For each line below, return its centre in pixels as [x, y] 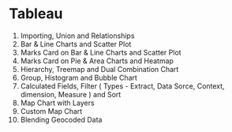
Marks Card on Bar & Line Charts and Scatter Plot [101, 52]
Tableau [36, 14]
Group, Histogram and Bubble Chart [79, 77]
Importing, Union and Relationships [77, 36]
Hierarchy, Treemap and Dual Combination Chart [99, 69]
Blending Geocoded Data [61, 119]
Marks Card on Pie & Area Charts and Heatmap [97, 61]
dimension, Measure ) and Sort [71, 94]
